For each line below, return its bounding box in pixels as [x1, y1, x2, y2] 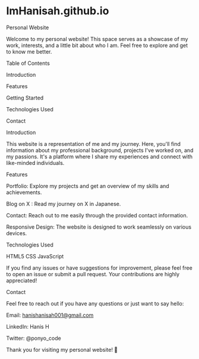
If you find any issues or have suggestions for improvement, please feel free [6, 264, 193, 271]
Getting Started [6, 94, 44, 101]
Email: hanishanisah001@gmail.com [6, 311, 94, 319]
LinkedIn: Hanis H [6, 323, 49, 330]
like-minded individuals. [6, 159, 65, 166]
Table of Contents [6, 60, 50, 67]
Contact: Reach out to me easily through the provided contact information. [6, 211, 188, 218]
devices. [6, 229, 27, 236]
